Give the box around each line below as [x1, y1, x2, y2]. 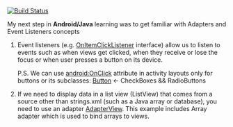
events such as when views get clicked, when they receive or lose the [17, 49, 218, 56]
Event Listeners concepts [7, 28, 80, 35]
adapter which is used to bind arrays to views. [17, 112, 150, 120]
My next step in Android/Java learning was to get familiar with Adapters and [7, 20, 227, 28]
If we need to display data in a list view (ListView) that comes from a [17, 90, 213, 98]
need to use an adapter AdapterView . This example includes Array [17, 105, 207, 112]
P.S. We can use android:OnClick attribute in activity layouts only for [17, 69, 214, 77]
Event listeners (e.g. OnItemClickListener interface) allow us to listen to [17, 41, 220, 49]
